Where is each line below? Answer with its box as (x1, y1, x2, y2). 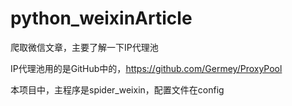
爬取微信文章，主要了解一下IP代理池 (10, 41, 159, 53)
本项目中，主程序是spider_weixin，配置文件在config (10, 83, 225, 96)
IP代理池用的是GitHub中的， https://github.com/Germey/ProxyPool (10, 62, 283, 74)
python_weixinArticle (10, 7, 193, 30)
